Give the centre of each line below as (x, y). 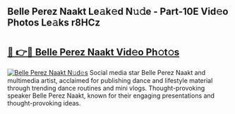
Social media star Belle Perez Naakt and (147, 73)
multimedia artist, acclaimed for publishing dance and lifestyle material (110, 80)
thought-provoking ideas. (44, 103)
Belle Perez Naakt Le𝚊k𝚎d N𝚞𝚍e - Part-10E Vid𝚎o (118, 12)
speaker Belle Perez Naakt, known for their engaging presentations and (111, 96)
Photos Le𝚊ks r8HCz (54, 23)
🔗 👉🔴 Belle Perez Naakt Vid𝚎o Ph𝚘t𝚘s (94, 52)
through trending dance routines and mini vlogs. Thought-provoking (106, 88)
